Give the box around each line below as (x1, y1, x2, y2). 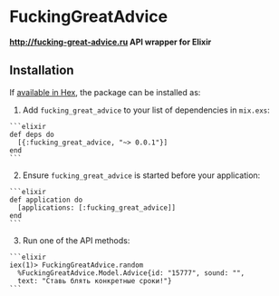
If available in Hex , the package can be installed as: (9, 86, 201, 97)
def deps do (9, 130, 54, 139)
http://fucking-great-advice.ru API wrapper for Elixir (9, 36, 212, 47)
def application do (9, 195, 83, 204)
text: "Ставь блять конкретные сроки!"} (17, 276, 172, 285)
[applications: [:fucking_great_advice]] (17, 202, 177, 212)
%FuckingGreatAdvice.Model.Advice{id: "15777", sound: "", (17, 268, 245, 278)
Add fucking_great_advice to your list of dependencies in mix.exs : (22, 104, 270, 115)
